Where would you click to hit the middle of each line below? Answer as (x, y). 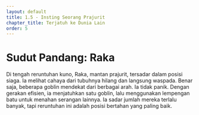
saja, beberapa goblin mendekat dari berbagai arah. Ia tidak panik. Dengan (98, 87)
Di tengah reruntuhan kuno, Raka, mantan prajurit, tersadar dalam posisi (94, 74)
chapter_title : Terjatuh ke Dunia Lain (56, 23)
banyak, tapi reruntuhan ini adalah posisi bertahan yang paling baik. (89, 106)
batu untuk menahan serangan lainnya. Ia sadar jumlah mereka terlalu (91, 100)
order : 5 (17, 28)
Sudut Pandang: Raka (60, 58)
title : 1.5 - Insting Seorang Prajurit (56, 17)
